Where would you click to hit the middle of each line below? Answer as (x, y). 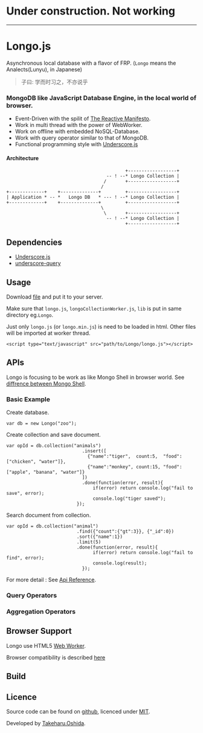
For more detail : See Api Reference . (51, 580)
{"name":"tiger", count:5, (123, 457)
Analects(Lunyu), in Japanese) (44, 69)
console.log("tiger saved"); (129, 499)
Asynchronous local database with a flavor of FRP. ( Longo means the (91, 63)
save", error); (25, 494)
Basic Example (28, 399)
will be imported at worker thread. (48, 333)
